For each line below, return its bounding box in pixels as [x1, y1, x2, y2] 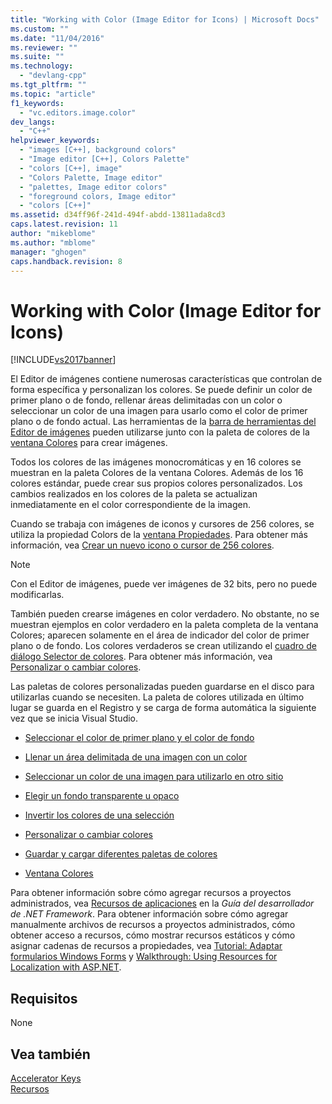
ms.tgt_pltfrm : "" [10, 80, 87, 90]
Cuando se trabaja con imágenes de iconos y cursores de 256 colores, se [10, 518, 315, 530]
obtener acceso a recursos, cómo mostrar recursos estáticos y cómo [10, 929, 296, 941]
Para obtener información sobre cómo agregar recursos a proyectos [10, 887, 292, 899]
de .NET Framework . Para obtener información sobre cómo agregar [10, 908, 289, 920]
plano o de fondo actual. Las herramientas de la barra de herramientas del [10, 416, 317, 428]
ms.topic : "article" [10, 89, 97, 99]
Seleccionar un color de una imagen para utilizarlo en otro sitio [24, 771, 284, 783]
